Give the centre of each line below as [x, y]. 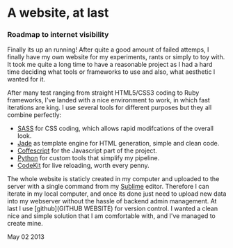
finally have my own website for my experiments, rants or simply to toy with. [116, 57]
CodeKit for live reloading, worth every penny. [83, 166]
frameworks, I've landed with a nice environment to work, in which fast [109, 100]
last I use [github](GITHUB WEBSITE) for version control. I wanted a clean [112, 209]
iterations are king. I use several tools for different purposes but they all [110, 108]
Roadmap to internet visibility [58, 35]
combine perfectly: [34, 115]
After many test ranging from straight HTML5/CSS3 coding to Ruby [103, 93]
